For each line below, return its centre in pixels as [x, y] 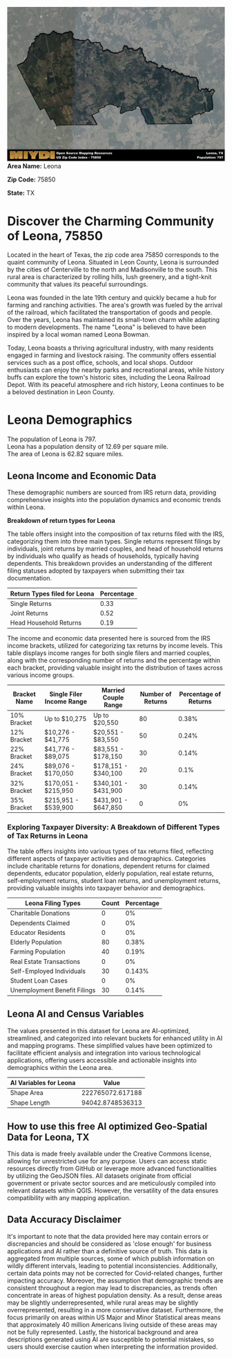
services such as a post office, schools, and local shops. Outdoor [100, 363]
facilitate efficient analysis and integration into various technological [104, 1053]
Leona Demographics [70, 420]
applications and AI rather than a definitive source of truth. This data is [107, 1251]
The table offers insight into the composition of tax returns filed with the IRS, [116, 534]
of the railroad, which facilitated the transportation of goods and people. [110, 312]
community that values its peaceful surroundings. [78, 285]
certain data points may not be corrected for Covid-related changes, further [115, 1273]
